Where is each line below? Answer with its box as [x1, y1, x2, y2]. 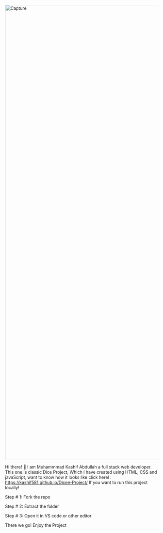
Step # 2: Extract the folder [5, 503, 59, 509]
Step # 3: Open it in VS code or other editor [5, 513, 92, 518]
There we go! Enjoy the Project [5, 522, 67, 528]
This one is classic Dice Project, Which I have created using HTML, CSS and [5, 469, 157, 475]
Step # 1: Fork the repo [5, 494, 50, 500]
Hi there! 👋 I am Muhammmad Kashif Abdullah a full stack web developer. [5, 464, 152, 470]
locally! [5, 485, 19, 490]
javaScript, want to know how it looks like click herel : [5, 474, 112, 480]
